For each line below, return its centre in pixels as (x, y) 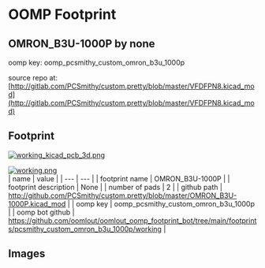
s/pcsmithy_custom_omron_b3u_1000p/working (85, 229)
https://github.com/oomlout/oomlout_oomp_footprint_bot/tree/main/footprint (132, 220)
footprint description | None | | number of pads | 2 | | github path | (116, 187)
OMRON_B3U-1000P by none (82, 44)
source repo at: (33, 78)
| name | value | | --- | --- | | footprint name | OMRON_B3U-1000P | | (119, 178)
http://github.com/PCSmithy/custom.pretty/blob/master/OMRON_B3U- (123, 195)
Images (27, 254)
